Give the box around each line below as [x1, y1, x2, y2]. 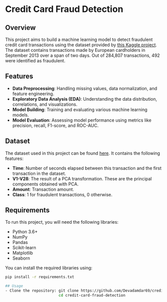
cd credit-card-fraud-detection [58, 293, 126, 298]
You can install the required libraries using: [5, 265, 93, 271]
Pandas [12, 239, 28, 245]
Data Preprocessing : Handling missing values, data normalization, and [12, 85, 158, 91]
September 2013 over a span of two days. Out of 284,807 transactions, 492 [5, 52, 160, 58]
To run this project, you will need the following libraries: [5, 219, 119, 225]
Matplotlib [12, 250, 33, 256]
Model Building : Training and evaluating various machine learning [12, 106, 148, 113]
